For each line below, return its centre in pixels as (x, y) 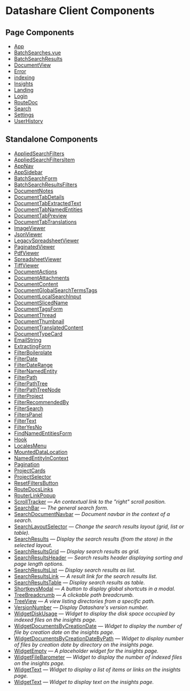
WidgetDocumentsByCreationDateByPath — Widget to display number (99, 638)
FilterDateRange (33, 365)
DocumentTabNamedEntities (48, 209)
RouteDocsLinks (34, 489)
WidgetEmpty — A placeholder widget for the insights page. (86, 651)
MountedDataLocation (41, 452)
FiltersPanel (28, 414)
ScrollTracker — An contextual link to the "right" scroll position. (90, 501)
